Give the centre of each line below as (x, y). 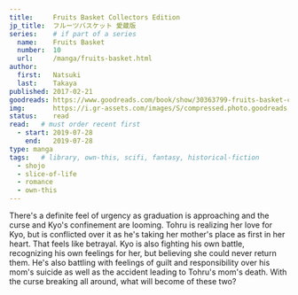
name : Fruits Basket (61, 42)
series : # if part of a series (73, 34)
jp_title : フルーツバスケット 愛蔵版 (73, 26)
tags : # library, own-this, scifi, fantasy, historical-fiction (134, 157)
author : (24, 67)
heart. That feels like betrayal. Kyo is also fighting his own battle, (127, 244)
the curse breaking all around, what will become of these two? (123, 281)
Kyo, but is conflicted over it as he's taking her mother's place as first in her (147, 234)
